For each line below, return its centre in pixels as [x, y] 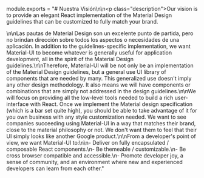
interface [18, 104]
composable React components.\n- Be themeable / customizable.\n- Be [96, 149]
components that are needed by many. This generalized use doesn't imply [99, 78]
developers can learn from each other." [55, 168]
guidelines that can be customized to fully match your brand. [82, 21]
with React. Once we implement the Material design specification [111, 104]
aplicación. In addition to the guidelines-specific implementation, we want [99, 46]
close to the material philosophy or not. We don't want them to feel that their [102, 130]
